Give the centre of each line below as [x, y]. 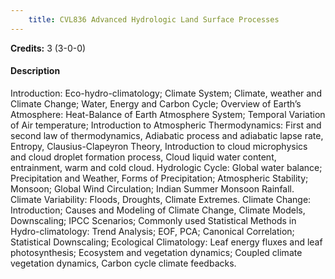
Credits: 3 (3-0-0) [48, 48]
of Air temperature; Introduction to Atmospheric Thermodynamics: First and [166, 125]
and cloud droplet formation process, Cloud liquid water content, [143, 157]
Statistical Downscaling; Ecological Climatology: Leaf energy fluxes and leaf [166, 242]
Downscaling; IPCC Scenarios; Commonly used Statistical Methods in [153, 220]
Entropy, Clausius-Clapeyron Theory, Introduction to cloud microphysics [159, 146]
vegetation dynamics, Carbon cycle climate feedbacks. [123, 263]
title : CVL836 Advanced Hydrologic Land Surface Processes [154, 19]
